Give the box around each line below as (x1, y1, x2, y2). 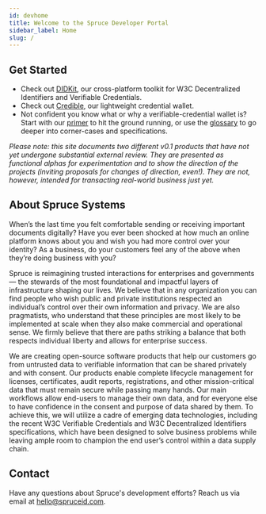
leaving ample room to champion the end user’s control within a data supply (9, 435, 256, 445)
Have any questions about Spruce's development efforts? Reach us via (9, 488, 241, 497)
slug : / (9, 33, 35, 42)
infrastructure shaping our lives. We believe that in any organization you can (9, 285, 257, 294)
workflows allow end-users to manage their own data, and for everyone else (9, 393, 258, 403)
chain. (9, 443, 29, 453)
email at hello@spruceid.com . (9, 497, 106, 506)
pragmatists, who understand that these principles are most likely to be (9, 310, 241, 320)
